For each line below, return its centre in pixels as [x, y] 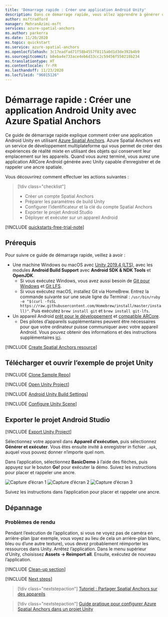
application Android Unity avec [71, 111]
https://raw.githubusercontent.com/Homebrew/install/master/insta [90, 306]
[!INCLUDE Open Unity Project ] [37, 384]
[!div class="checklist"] [41, 186]
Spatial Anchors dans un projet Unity [55, 609]
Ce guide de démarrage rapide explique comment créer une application [79, 135]
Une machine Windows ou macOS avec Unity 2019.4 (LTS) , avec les [82, 265]
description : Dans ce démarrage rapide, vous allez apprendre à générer [82, 15]
